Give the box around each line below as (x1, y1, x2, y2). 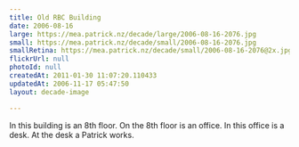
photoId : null (9, 63, 62, 72)
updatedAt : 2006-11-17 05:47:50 (9, 79, 129, 88)
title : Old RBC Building (9, 12, 101, 22)
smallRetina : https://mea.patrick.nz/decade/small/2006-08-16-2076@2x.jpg (9, 46, 293, 55)
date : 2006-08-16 (9, 21, 74, 30)
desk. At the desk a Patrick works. (9, 129, 135, 140)
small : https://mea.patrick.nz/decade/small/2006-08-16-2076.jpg (9, 37, 256, 47)
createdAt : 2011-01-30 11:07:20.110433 (9, 71, 158, 80)
